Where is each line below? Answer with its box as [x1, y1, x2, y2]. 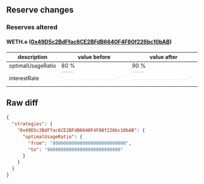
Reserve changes [6, 5, 74, 15]
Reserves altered [6, 23, 58, 32]
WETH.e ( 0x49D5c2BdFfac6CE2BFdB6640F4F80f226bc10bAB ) [6, 38, 172, 45]
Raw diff [6, 97, 38, 108]
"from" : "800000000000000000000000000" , [28, 140, 132, 146]
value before [78, 53, 111, 61]
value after [149, 53, 178, 61]
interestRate [8, 74, 39, 81]
